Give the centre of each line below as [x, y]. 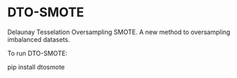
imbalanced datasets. [39, 39]
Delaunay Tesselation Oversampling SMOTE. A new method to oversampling [119, 32]
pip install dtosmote [36, 67]
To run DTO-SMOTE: [37, 53]
